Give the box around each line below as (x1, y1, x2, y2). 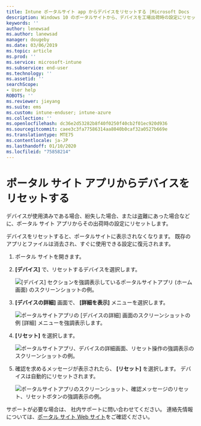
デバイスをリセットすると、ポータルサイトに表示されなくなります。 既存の (6, 233, 191, 240)
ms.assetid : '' (6, 76, 44, 82)
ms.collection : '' (6, 115, 52, 121)
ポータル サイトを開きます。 (14, 253, 85, 261)
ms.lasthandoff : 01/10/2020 (6, 143, 77, 149)
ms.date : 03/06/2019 (6, 43, 58, 49)
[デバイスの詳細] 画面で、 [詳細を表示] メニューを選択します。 (14, 299, 169, 306)
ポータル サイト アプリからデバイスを (6, 176, 190, 190)
